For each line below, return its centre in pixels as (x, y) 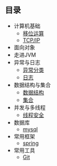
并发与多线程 (29, 107)
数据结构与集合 (32, 85)
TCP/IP (31, 40)
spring (31, 143)
